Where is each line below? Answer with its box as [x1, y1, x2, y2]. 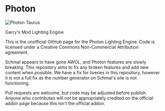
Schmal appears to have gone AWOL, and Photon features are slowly [5, 59, 147, 65]
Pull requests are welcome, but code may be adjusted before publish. [5, 90, 148, 96]
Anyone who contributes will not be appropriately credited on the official [5, 95, 154, 101]
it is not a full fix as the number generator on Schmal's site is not [5, 75, 137, 81]
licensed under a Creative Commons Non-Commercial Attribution [5, 44, 139, 50]
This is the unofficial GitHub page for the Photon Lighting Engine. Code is [5, 38, 155, 45]
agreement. [5, 49, 29, 55]
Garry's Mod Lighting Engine [5, 29, 64, 35]
